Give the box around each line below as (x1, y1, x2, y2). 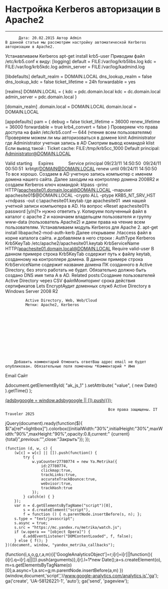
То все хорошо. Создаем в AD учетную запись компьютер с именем (5, 171, 152, 177)
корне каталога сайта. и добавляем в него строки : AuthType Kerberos (5, 235, 155, 241)
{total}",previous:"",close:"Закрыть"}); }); (5, 436, 90, 442)
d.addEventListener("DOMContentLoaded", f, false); (23, 533, 133, 539)
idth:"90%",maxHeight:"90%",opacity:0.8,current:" (5, 430, 110, 437)
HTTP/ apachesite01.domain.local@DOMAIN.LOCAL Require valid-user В (5, 245, 154, 251)
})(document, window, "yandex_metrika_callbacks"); (5, 542, 115, 547)
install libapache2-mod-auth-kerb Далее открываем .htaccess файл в (5, 229, 151, 235)
